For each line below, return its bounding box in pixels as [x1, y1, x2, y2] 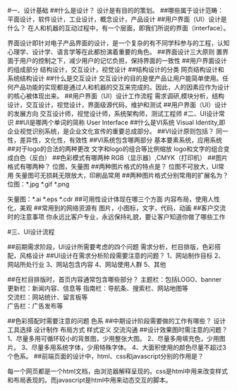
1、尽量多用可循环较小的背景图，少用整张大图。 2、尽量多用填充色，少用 [7, 335, 220, 342]
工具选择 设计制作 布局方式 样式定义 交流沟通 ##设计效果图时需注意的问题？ [7, 325, 228, 334]
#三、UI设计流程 [7, 228, 55, 236]
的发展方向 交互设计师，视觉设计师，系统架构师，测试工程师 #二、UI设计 [7, 109, 219, 118]
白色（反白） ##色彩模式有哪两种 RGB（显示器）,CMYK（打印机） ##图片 [13, 154, 228, 162]
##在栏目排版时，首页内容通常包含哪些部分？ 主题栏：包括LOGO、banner [7, 275, 222, 284]
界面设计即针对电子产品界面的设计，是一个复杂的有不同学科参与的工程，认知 [7, 39, 230, 47]
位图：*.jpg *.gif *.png [7, 180, 70, 188]
